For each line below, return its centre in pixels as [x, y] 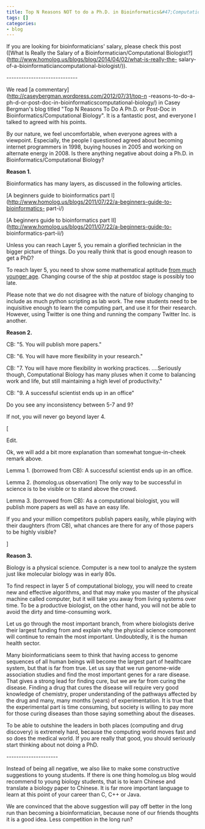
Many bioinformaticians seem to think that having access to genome [92, 655]
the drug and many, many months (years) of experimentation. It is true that [100, 701]
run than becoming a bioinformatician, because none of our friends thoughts [103, 813]
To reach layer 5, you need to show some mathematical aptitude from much [101, 270]
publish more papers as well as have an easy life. [68, 507]
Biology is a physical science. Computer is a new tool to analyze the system [101, 568]
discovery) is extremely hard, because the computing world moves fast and [101, 732]
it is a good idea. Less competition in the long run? [70, 819]
